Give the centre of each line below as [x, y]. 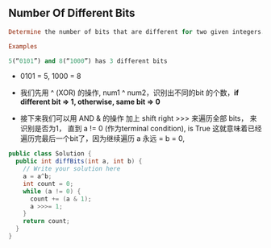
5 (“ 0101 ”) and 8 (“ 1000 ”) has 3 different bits [88, 61]
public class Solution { [50, 154]
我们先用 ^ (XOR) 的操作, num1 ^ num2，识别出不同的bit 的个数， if [129, 93]
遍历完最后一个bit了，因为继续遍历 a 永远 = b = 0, [102, 138]
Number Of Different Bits [72, 13]
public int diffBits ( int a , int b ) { [79, 161]
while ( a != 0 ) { [52, 191]
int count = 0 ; [48, 184]
